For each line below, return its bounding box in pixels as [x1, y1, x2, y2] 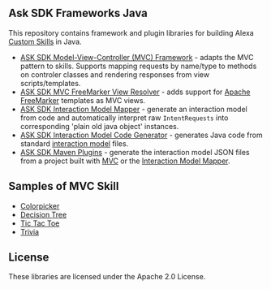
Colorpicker [19, 201, 60, 210]
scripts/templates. [19, 78, 81, 88]
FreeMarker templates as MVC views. [19, 95, 146, 105]
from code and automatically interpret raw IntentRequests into [19, 113, 229, 123]
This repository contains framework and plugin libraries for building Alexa [8, 28, 254, 37]
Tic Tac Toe [19, 218, 60, 228]
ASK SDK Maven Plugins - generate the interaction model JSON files [19, 147, 250, 157]
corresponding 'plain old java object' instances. [19, 121, 179, 131]
